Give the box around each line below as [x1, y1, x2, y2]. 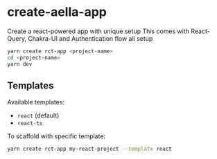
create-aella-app [7, 4, 107, 20]
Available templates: [7, 98, 64, 106]
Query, [7, 34, 26, 42]
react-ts [17, 120, 43, 127]
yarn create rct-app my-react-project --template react [7, 146, 172, 153]
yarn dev [7, 60, 33, 68]
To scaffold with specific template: [7, 132, 106, 140]
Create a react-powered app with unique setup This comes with [7, 27, 189, 35]
